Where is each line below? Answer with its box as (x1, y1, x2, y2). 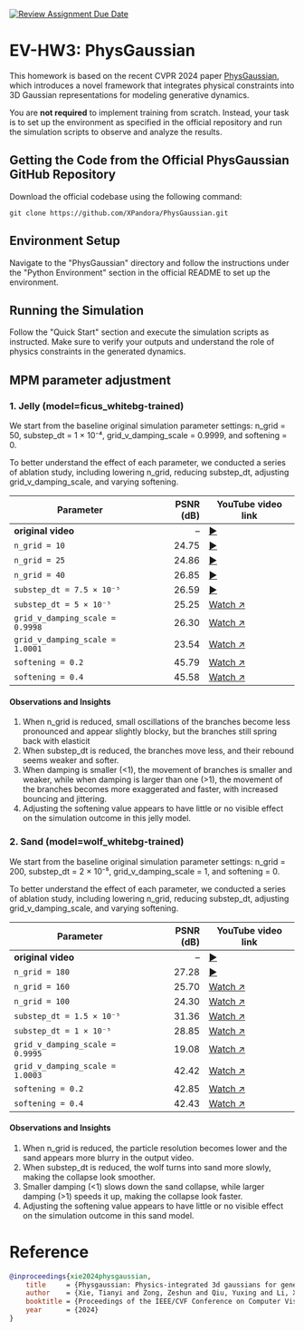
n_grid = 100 (14, 996, 71, 1006)
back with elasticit (22, 736, 90, 747)
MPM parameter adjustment (9, 372, 172, 387)
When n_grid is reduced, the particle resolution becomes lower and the (22, 1142, 288, 1153)
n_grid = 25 (14, 555, 66, 566)
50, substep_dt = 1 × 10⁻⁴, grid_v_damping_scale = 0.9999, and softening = (9, 430, 288, 441)
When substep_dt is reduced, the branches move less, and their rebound (22, 745, 294, 757)
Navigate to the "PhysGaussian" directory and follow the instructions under (9, 257, 290, 268)
